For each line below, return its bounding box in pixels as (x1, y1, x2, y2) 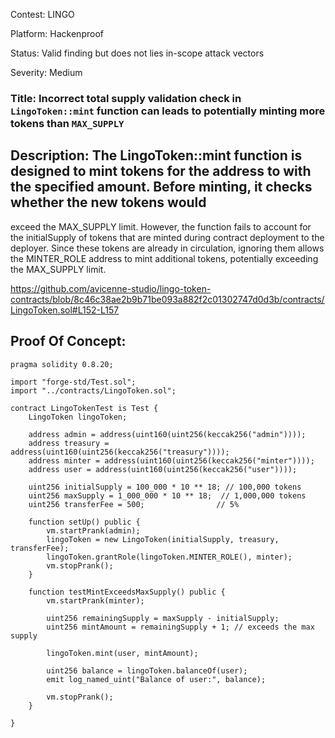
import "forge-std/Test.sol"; (10, 377, 137, 387)
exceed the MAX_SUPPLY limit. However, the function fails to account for (10, 220, 312, 233)
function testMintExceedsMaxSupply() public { (28, 587, 226, 597)
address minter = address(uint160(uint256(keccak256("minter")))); (28, 455, 315, 466)
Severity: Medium (10, 67, 83, 78)
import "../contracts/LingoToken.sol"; (10, 385, 177, 396)
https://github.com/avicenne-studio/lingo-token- (10, 282, 212, 294)
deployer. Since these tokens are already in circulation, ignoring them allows (10, 242, 325, 254)
